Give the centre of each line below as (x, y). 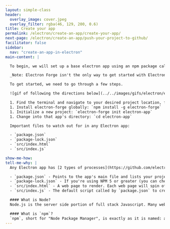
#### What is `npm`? (31, 214)
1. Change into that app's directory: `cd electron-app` (71, 117)
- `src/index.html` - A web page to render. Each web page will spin (84, 186)
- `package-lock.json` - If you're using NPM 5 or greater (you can (83, 181)
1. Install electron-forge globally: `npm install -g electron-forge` (86, 107)
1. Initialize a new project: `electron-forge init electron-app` (81, 112)
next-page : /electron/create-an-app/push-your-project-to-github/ (77, 38)
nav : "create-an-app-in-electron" (46, 52)
